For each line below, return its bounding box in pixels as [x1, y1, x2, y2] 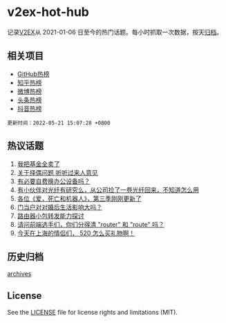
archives [7, 270, 32, 278]
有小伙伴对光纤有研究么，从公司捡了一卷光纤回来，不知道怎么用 [17, 185, 199, 194]
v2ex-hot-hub [7, 4, 90, 20]
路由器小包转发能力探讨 [17, 212, 84, 220]
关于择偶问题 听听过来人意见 [17, 168, 98, 176]
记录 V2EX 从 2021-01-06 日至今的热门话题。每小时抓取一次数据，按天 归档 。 [7, 28, 223, 36]
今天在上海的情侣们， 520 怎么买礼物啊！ [17, 229, 135, 237]
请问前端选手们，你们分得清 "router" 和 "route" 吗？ [17, 220, 164, 228]
